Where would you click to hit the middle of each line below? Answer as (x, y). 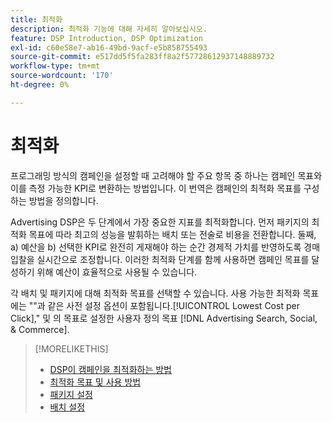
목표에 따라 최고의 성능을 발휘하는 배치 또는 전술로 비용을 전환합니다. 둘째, (172, 234)
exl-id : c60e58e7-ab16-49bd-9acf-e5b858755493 (109, 47)
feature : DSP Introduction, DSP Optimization (106, 38)
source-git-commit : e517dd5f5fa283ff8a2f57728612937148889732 (142, 57)
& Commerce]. (40, 329)
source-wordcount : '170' (62, 76)
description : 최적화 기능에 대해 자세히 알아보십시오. (109, 29)
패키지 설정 (71, 394)
